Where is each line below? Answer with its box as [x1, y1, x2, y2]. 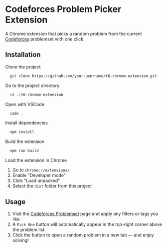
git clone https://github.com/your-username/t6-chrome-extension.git [9, 73, 157, 78]
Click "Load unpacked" [12, 177, 60, 183]
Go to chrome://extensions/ [12, 167, 70, 173]
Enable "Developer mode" [12, 172, 66, 178]
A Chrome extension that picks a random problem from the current [5, 30, 142, 36]
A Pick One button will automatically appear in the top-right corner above [12, 221, 163, 227]
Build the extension [5, 138, 45, 144]
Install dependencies [5, 120, 48, 126]
